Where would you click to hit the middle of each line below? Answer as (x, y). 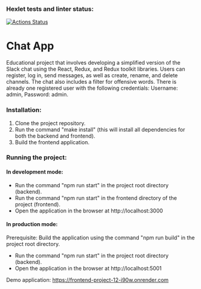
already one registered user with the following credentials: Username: (92, 88)
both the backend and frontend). (55, 136)
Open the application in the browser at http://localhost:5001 (88, 268)
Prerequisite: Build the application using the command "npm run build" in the (100, 238)
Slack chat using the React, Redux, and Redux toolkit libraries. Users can (96, 69)
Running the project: (36, 157)
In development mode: (35, 172)
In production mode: (32, 224)
